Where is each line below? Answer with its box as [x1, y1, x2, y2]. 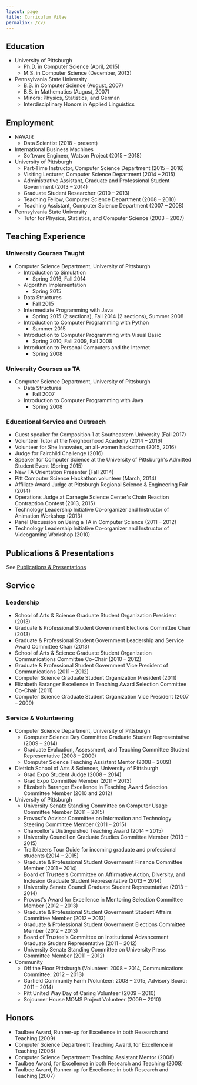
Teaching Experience [6, 232, 86, 242]
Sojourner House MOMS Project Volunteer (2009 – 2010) [23, 996, 162, 1003]
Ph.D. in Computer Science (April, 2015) [23, 63, 120, 71]
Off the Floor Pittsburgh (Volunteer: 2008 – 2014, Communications [23, 965, 184, 972]
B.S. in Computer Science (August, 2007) [23, 82, 123, 89]
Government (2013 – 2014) [23, 183, 88, 190]
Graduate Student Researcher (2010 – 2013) [23, 189, 130, 196]
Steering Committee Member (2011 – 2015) [23, 821, 126, 828]
